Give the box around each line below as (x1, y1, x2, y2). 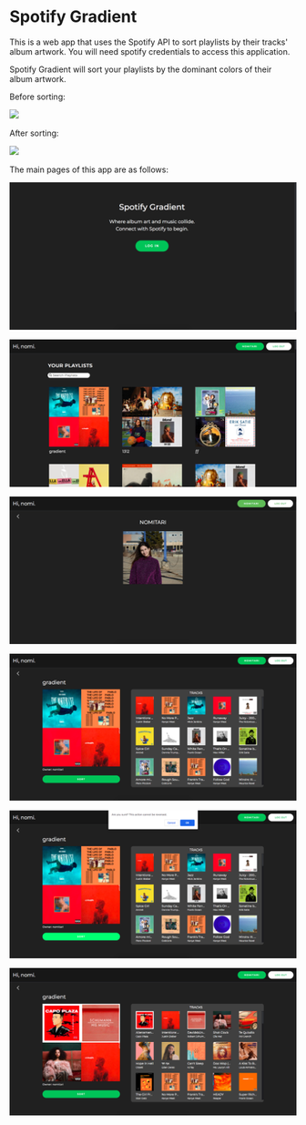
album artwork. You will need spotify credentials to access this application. (9, 46, 291, 56)
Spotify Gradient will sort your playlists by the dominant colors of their (9, 64, 272, 75)
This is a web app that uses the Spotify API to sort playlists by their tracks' (9, 36, 289, 47)
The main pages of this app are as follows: (9, 164, 168, 175)
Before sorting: (9, 91, 66, 102)
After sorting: (9, 128, 59, 138)
